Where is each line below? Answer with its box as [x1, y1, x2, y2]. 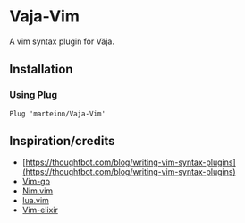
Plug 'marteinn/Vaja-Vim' [9, 109, 106, 118]
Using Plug [9, 89, 58, 101]
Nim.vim [21, 185, 54, 196]
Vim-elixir [21, 204, 58, 216]
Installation [9, 62, 73, 77]
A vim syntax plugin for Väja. [9, 36, 114, 47]
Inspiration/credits [9, 133, 115, 149]
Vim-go [21, 176, 51, 187]
